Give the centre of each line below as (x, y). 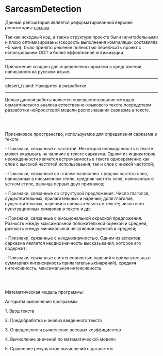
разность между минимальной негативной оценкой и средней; (71, 228)
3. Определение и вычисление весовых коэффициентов (63, 330)
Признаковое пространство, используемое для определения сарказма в (81, 134)
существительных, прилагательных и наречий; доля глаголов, (70, 198)
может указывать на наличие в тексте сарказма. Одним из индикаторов (80, 154)
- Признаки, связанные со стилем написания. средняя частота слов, (77, 173)
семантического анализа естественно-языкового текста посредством (78, 105)
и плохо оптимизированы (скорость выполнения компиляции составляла (81, 42)
